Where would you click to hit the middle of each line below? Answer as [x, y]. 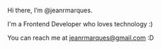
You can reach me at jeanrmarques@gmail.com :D [81, 38]
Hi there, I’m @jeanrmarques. [50, 10]
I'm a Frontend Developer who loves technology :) [80, 24]
